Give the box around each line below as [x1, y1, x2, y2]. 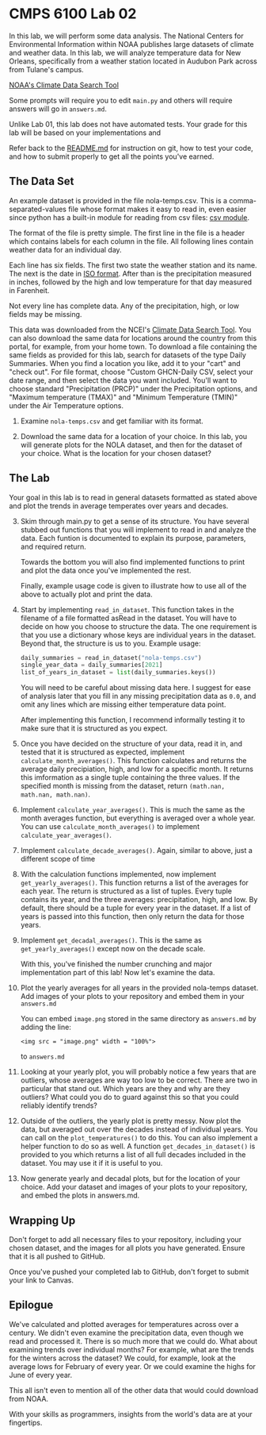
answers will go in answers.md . [9, 104, 108, 114]
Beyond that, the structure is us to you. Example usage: [20, 638, 201, 648]
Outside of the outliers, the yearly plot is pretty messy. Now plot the [20, 1117, 241, 1126]
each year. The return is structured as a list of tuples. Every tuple [20, 886, 233, 896]
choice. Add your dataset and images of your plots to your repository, [20, 1182, 248, 1192]
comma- [229, 195, 256, 205]
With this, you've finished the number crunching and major [20, 959, 212, 969]
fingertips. [9, 1418, 43, 1427]
